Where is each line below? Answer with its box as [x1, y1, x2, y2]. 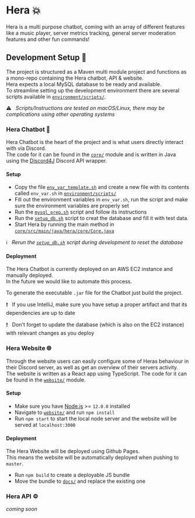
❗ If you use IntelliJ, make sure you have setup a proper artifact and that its [6, 301, 188, 308]
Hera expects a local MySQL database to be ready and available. [6, 80, 162, 88]
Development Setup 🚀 [6, 53, 87, 63]
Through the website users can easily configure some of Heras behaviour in [6, 358, 189, 365]
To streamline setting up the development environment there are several [6, 87, 180, 94]
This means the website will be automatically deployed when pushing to [6, 454, 179, 461]
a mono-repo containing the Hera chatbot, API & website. [6, 74, 144, 81]
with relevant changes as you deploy [6, 330, 95, 337]
